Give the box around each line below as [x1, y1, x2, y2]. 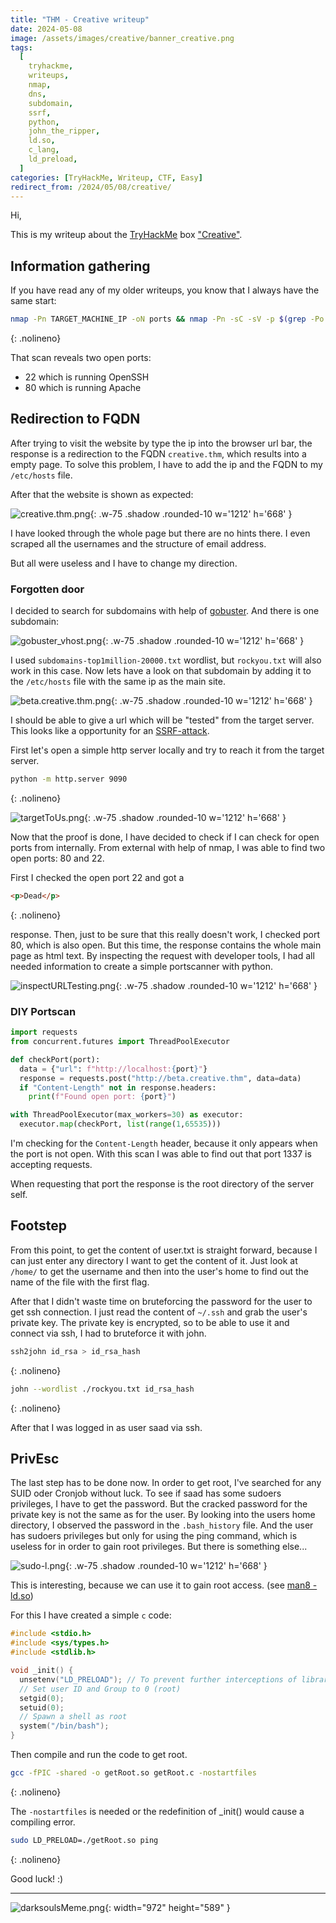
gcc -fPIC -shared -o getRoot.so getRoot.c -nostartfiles [10, 1768, 257, 1778]
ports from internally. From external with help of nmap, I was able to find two [10, 842, 326, 854]
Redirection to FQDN [10, 411, 141, 428]
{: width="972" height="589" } [104, 1901, 231, 1913]
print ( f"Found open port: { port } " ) [28, 1092, 177, 1102]
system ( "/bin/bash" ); [19, 1721, 110, 1731]
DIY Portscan [10, 1004, 77, 1018]
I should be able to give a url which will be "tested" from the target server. [10, 714, 315, 726]
